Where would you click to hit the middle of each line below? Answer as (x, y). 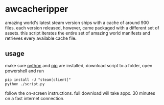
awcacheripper (37, 9)
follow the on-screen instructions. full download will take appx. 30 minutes (80, 93)
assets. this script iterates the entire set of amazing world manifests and (78, 33)
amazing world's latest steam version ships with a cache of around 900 (77, 23)
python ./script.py (25, 84)
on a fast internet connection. (35, 98)
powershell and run (24, 71)
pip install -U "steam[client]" (38, 79)
